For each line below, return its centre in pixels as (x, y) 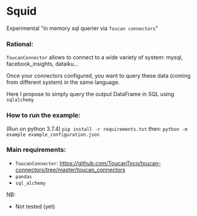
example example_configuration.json (53, 135)
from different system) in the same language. (63, 82)
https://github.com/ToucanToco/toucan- (110, 163)
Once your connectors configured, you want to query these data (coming (98, 76)
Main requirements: (36, 150)
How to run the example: (43, 116)
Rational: (20, 44)
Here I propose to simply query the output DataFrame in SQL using (90, 94)
